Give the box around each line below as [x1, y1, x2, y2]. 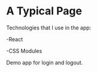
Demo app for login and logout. [6, 59, 83, 66]
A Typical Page [6, 4, 83, 18]
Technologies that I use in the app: [6, 24, 92, 31]
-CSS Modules [6, 47, 43, 55]
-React [6, 35, 23, 43]
